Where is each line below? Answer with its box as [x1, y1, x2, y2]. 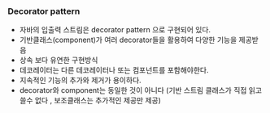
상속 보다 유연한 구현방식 [19, 55, 98, 65]
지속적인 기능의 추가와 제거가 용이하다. [19, 75, 142, 86]
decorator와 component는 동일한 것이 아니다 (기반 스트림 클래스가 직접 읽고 [19, 86, 262, 95]
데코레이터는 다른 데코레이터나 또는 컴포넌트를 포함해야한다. [19, 65, 209, 75]
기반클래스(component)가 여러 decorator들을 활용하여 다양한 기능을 [19, 35, 237, 45]
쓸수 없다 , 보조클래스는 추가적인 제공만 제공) [19, 95, 162, 106]
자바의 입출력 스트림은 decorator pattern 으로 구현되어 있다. [19, 25, 211, 35]
